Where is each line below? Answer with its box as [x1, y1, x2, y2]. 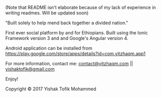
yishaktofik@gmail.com [5, 66, 55, 72]
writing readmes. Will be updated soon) [5, 10, 89, 16]
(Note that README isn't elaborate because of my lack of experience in [5, 5, 156, 10]
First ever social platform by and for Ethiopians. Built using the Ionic [5, 30, 148, 35]
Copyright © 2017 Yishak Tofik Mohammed [5, 86, 96, 92]
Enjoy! [5, 76, 19, 82]
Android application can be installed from [5, 45, 92, 51]
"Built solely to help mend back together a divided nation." [5, 20, 128, 26]
